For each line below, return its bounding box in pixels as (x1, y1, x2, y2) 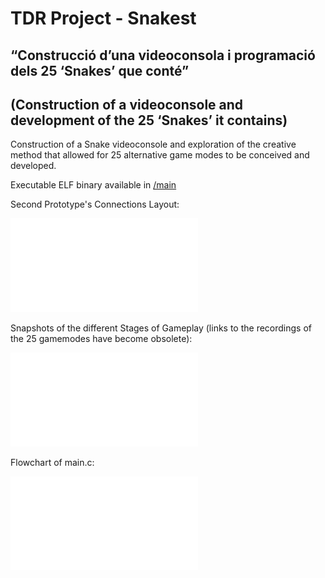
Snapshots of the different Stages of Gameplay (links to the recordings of (10, 322, 313, 334)
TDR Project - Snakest (10, 7, 197, 30)
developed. (10, 160, 57, 172)
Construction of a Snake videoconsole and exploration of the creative (10, 138, 297, 151)
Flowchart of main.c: (10, 457, 95, 469)
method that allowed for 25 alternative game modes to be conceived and (10, 149, 310, 161)
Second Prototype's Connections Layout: (10, 198, 180, 211)
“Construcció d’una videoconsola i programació (10, 47, 316, 64)
